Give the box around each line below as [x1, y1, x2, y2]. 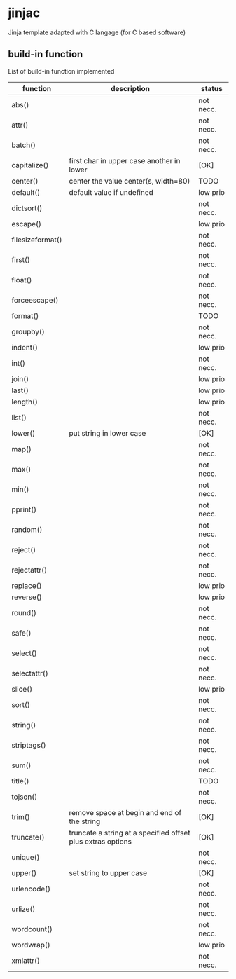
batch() [11, 140, 36, 150]
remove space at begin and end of [69, 807, 182, 817]
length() [11, 397, 38, 406]
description [110, 83, 150, 93]
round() [11, 608, 37, 617]
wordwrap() [11, 940, 51, 950]
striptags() [11, 740, 46, 750]
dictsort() [11, 203, 43, 213]
